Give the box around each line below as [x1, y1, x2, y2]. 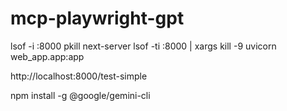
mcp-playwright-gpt [10, 7, 185, 30]
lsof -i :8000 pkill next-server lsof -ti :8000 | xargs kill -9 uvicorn [10, 40, 277, 52]
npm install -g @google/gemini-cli [10, 89, 151, 101]
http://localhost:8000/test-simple [10, 70, 148, 82]
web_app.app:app [10, 50, 85, 62]
